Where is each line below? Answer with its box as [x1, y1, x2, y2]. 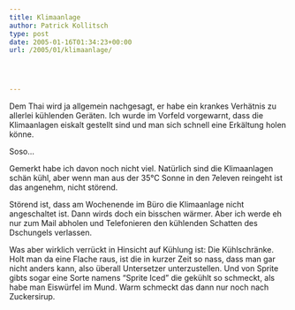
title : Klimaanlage [9, 12, 81, 22]
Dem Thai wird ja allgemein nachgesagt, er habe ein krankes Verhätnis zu [9, 101, 276, 111]
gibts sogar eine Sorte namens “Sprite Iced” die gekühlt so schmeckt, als [9, 273, 276, 284]
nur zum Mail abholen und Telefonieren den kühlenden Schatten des [9, 218, 258, 229]
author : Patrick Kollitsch [9, 21, 109, 30]
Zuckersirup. [9, 291, 56, 302]
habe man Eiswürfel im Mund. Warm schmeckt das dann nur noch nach [9, 282, 269, 292]
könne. [9, 129, 34, 140]
